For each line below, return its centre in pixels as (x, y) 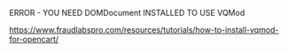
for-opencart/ (34, 39)
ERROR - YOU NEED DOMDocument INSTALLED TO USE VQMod (127, 13)
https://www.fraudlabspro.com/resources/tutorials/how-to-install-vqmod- (144, 30)
